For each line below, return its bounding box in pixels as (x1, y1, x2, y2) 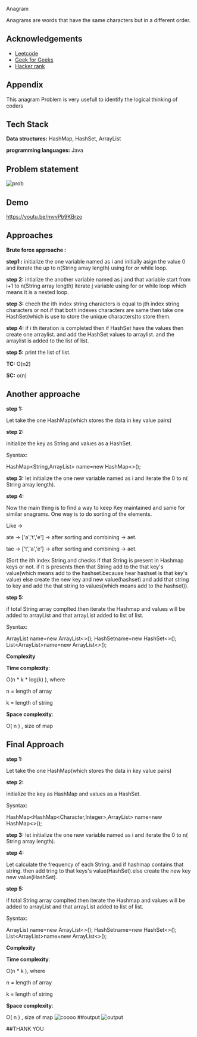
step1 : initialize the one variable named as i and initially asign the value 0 (6, 258, 186, 265)
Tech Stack (6, 120, 49, 130)
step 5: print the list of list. (6, 348, 71, 356)
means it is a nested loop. (6, 288, 70, 295)
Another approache (6, 389, 80, 399)
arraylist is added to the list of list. (6, 337, 89, 344)
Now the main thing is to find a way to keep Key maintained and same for (6, 504, 186, 511)
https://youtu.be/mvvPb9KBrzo (6, 213, 83, 221)
